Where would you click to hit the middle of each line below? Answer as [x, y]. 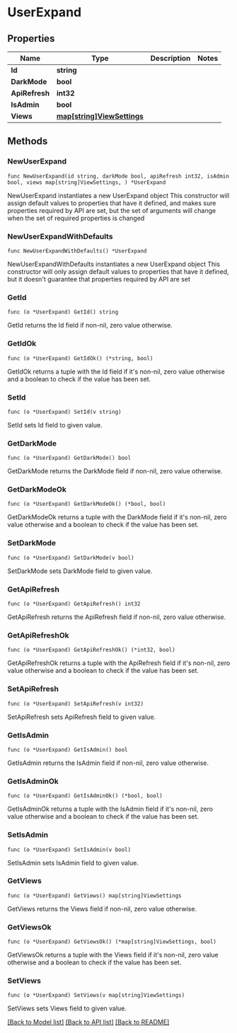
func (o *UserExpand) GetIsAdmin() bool [68, 750]
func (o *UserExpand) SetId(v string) [64, 412]
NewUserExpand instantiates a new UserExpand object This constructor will [118, 195]
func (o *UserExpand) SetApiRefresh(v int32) [75, 704]
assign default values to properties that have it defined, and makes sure [112, 203]
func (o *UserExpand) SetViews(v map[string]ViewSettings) [96, 996]
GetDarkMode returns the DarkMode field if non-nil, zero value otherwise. [115, 471]
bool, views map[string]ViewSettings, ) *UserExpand [87, 182]
